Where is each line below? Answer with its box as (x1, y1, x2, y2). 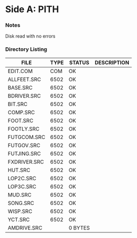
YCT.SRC (8, 216, 30, 223)
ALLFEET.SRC (8, 76, 41, 83)
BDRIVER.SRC (8, 92, 41, 99)
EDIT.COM (8, 67, 33, 75)
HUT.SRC (8, 166, 30, 174)
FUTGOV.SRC (8, 142, 40, 149)
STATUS (69, 59, 89, 66)
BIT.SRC (8, 100, 28, 108)
